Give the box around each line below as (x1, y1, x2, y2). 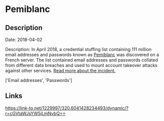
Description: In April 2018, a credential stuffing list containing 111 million (5, 46, 151, 52)
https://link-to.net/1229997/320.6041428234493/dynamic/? (5, 105, 129, 111)
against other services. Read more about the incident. (5, 67, 116, 73)
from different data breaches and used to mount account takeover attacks (5, 62, 157, 68)
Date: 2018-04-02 (5, 36, 42, 42)
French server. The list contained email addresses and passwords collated (5, 57, 158, 63)
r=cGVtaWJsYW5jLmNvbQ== (5, 110, 66, 116)
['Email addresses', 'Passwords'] (5, 77, 72, 83)
